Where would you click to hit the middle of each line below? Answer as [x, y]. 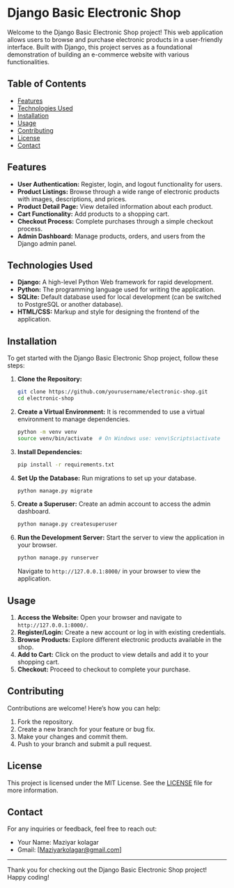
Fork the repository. [46, 722]
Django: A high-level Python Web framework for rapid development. [115, 282]
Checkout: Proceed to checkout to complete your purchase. [104, 669]
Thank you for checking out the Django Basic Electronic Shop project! [107, 870]
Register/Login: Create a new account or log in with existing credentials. [122, 632]
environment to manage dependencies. [73, 419]
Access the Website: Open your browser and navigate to [100, 617]
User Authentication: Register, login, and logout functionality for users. [120, 184]
